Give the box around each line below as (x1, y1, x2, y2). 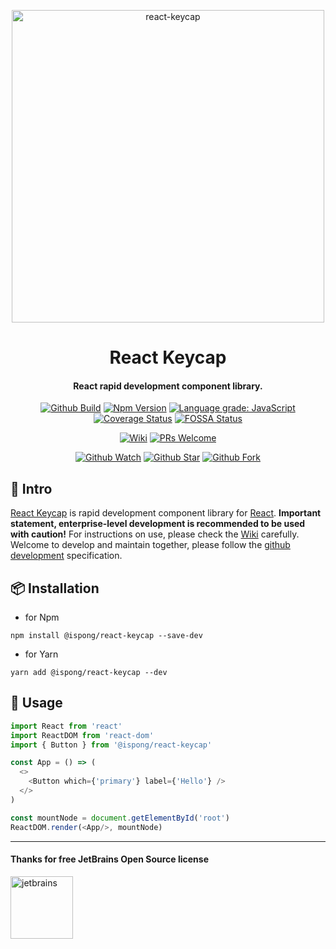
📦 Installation (10, 580, 100, 597)
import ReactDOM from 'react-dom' (10, 730, 155, 740)
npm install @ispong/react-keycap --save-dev (10, 631, 203, 641)
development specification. (10, 550, 123, 562)
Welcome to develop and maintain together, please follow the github (10, 539, 291, 551)
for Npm (24, 611, 60, 624)
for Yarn (24, 648, 59, 660)
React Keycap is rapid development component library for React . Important (10, 507, 322, 519)
